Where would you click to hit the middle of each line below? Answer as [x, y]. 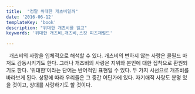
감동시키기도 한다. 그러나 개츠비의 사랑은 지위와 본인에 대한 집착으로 [94, 63]
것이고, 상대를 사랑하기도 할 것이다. [52, 85]
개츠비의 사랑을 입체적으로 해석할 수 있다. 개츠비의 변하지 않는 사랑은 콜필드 [95, 55]
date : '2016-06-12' [30, 17]
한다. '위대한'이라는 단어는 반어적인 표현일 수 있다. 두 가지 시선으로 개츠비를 [103, 70]
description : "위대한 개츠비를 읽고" [47, 28]
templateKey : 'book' [31, 22]
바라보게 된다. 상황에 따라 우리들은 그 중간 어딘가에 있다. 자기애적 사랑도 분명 [94, 78]
